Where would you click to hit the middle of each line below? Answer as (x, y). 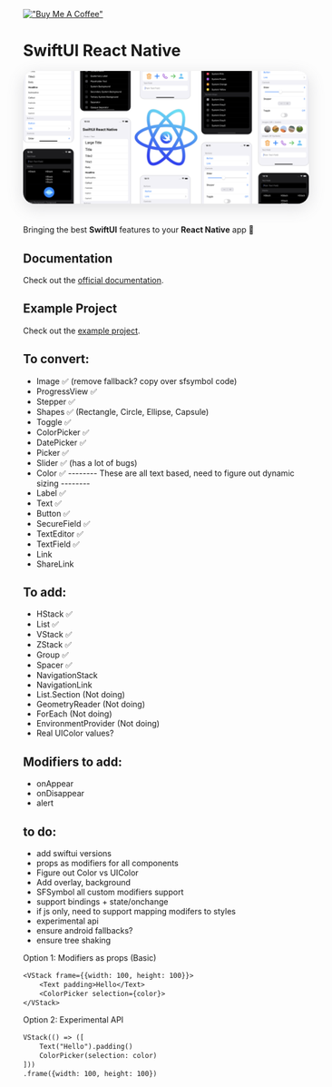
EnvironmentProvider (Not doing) (98, 724)
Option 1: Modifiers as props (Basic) (90, 958)
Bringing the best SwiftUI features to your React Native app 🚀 (138, 230)
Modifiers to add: (73, 761)
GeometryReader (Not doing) (91, 705)
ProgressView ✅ (67, 391)
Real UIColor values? (75, 733)
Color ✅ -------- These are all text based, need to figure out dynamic (165, 473)
